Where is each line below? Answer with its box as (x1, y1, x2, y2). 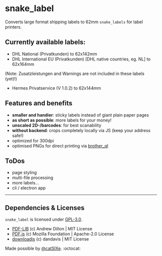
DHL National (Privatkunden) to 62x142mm (12, 51, 97, 57)
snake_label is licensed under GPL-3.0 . (5, 216, 83, 223)
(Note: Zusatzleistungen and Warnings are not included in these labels (5, 71, 145, 76)
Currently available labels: (5, 38, 86, 46)
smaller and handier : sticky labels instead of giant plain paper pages (12, 112, 149, 118)
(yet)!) (5, 75, 17, 81)
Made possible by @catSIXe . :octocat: (5, 245, 81, 252)
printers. (5, 24, 22, 30)
